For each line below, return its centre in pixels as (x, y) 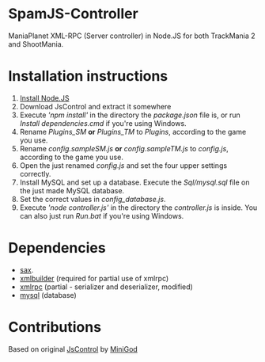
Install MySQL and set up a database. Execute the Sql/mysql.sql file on (134, 182)
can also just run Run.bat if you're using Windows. (102, 215)
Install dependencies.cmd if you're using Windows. (103, 123)
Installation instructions (88, 76)
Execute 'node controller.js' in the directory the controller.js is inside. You (138, 208)
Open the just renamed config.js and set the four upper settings (123, 165)
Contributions (55, 327)
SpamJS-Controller (73, 14)
